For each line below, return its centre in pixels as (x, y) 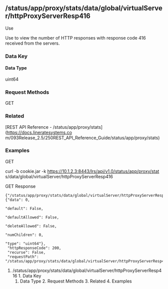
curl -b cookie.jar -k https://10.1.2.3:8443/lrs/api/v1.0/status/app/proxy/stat (82, 171)
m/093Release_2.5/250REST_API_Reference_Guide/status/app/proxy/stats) (82, 138)
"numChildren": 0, (24, 235)
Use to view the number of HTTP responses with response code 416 (75, 38)
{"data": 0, (17, 200)
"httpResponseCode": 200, (34, 248)
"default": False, (24, 208)
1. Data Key (30, 275)
